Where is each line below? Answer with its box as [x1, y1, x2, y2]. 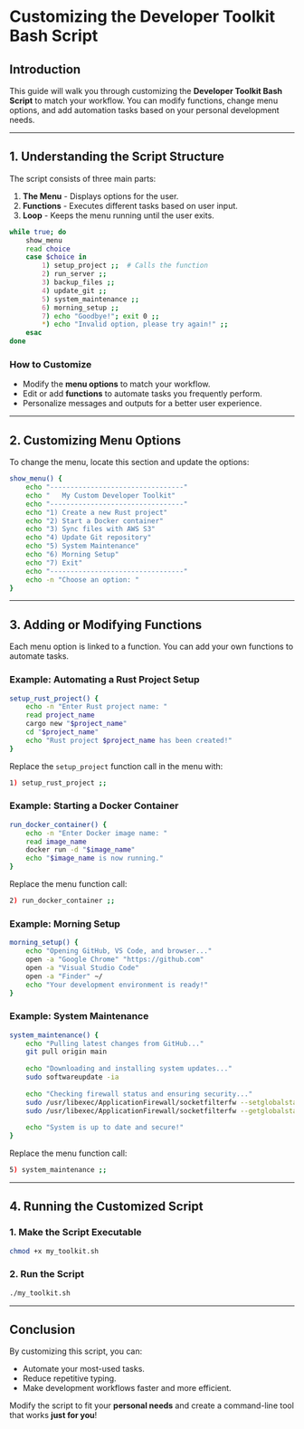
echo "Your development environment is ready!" [25, 980, 208, 989]
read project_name [25, 710, 95, 720]
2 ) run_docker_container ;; [9, 896, 116, 906]
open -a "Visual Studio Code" [25, 963, 140, 972]
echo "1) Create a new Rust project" [25, 508, 168, 517]
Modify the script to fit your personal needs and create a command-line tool [9, 1400, 294, 1411]
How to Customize [9, 357, 92, 370]
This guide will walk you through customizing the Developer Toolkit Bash [9, 86, 283, 96]
